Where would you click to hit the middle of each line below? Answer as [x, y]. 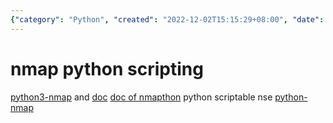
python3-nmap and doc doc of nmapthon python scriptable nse [141, 97]
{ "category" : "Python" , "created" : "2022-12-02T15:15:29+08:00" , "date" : [167, 19]
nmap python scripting [107, 68]
